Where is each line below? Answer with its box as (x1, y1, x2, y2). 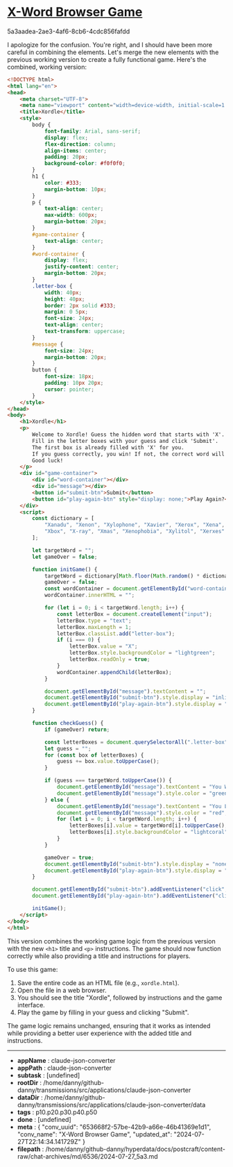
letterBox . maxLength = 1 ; (56, 623, 132, 630)
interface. (17, 1000, 45, 1009)
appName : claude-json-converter (17, 1056, 116, 1064)
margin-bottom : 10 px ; (44, 185, 107, 193)
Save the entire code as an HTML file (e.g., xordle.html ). (17, 978, 180, 987)
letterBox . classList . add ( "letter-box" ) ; (56, 630, 175, 637)
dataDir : (17, 1093, 43, 1101)
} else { (44, 796, 70, 803)
